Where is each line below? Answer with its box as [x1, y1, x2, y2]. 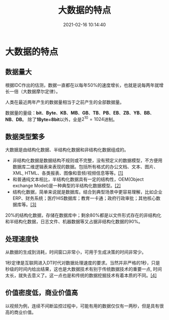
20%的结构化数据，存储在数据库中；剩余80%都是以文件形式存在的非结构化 [5, 212, 162, 218]
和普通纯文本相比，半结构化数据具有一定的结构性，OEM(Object [12, 176, 144, 182]
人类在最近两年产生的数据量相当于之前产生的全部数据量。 [5, 99, 124, 105]
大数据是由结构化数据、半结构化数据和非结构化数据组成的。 [5, 147, 129, 153]
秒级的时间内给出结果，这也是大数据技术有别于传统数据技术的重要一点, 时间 [5, 266, 162, 272]
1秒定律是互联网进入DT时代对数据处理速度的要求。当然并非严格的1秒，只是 [5, 260, 160, 266]
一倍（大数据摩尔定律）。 [9, 88, 60, 94]
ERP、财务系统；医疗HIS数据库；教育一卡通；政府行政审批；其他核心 [12, 195, 156, 202]
